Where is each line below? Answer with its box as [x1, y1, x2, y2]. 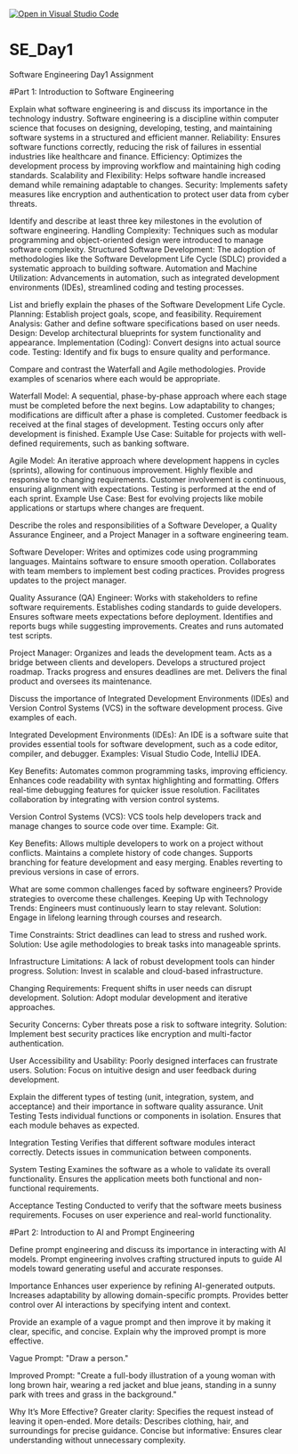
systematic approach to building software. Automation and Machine [9, 263, 258, 274]
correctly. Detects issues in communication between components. [9, 1146, 252, 1157]
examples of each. [9, 711, 77, 722]
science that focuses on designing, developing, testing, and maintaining [9, 122, 273, 133]
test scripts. [9, 629, 53, 641]
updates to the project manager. [9, 575, 127, 586]
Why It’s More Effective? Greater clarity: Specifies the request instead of [9, 1406, 274, 1417]
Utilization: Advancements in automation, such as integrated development [9, 272, 280, 283]
